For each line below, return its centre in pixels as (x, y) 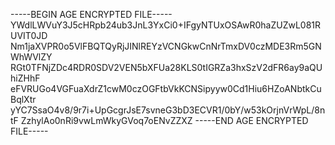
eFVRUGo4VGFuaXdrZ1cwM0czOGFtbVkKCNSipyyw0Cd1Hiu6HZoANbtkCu (166, 88)
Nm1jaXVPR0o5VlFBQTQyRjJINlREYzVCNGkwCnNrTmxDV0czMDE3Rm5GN (166, 46)
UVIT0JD (29, 35)
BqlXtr (23, 99)
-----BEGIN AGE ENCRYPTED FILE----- (91, 14)
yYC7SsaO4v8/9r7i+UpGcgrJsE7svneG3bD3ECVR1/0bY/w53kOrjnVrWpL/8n (168, 110)
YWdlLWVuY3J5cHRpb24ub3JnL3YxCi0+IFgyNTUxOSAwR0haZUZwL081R (166, 25)
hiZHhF (25, 78)
